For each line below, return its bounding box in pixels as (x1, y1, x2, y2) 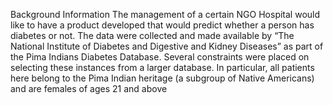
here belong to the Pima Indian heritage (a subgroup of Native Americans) (10, 72, 315, 84)
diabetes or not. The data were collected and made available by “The (10, 30, 295, 41)
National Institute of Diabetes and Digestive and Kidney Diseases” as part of (10, 40, 324, 52)
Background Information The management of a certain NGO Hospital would (10, 9, 321, 20)
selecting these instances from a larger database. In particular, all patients (10, 62, 315, 73)
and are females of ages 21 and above (10, 83, 168, 94)
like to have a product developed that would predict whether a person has (10, 19, 315, 31)
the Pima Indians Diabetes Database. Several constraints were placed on (10, 51, 310, 63)
